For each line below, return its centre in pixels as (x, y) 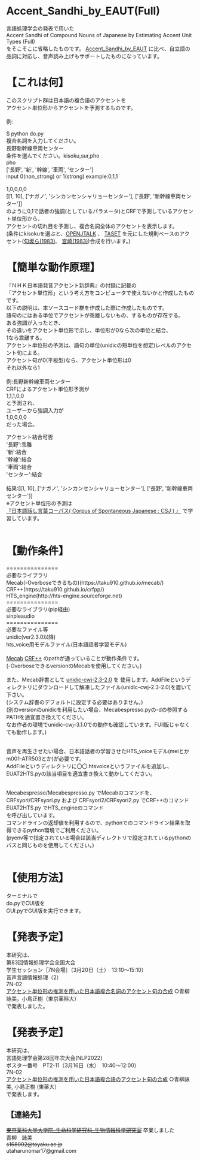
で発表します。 (24, 1094)
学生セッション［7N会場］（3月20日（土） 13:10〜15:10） (76, 969)
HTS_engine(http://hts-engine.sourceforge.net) (64, 596)
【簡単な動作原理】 (53, 268)
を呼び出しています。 (32, 815)
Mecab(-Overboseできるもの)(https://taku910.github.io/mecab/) (85, 582)
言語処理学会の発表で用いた (40, 28)
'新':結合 (16, 452)
